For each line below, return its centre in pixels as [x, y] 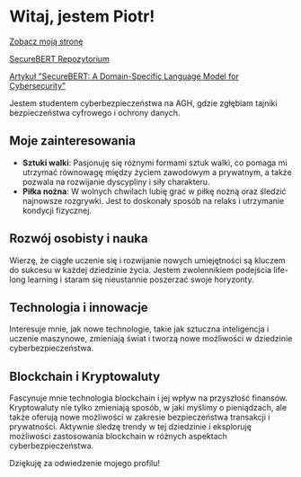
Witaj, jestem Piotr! [82, 17]
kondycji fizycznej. [57, 210]
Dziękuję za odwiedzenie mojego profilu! [84, 464]
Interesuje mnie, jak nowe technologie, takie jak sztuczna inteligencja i [139, 329]
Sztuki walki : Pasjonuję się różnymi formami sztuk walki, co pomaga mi [155, 163]
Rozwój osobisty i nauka [79, 238]
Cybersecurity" [38, 85]
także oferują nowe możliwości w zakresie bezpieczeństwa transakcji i [140, 417]
